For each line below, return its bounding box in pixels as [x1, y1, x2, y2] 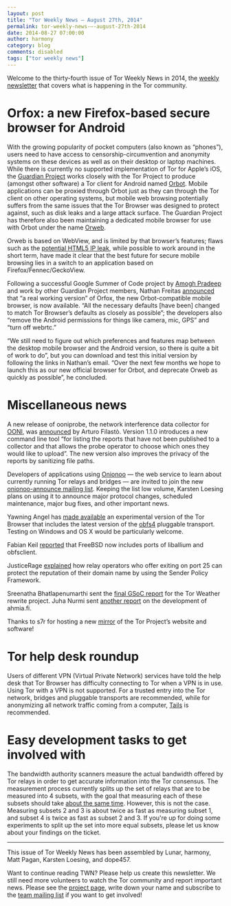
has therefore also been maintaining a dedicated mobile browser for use [7, 216, 212, 224]
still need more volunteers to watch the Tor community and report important [7, 876, 222, 884]
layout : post [7, 10, 45, 17]
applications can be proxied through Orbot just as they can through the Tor [7, 187, 219, 195]
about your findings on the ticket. [7, 828, 101, 836]
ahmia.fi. [7, 604, 32, 612]
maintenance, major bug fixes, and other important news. [7, 499, 170, 507]
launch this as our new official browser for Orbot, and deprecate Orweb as [7, 366, 218, 374]
